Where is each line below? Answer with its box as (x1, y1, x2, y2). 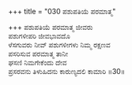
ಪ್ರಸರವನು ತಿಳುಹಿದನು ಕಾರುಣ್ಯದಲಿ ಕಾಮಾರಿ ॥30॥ (8, 67, 126, 76)
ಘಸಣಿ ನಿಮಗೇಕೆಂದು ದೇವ (8, 58, 67, 67)
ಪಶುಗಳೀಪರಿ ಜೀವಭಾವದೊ (8, 31, 71, 40)
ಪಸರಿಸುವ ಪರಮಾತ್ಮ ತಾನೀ (8, 49, 69, 58)
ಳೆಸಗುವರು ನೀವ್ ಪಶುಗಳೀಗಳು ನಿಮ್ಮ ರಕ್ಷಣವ (8, 40, 111, 50)
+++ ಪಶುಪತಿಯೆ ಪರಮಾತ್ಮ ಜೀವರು (8, 23, 93, 31)
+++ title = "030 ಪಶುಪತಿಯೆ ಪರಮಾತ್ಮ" (8, 7, 116, 16)
